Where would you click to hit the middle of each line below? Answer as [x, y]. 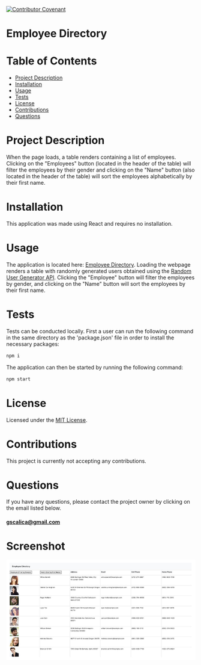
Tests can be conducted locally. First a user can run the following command [100, 331]
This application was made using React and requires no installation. [89, 224]
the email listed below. [34, 508]
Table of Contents [52, 61]
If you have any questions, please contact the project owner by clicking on [98, 502]
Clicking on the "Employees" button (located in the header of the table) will [99, 164]
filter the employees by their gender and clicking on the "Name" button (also [100, 170]
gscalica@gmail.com [33, 522]
